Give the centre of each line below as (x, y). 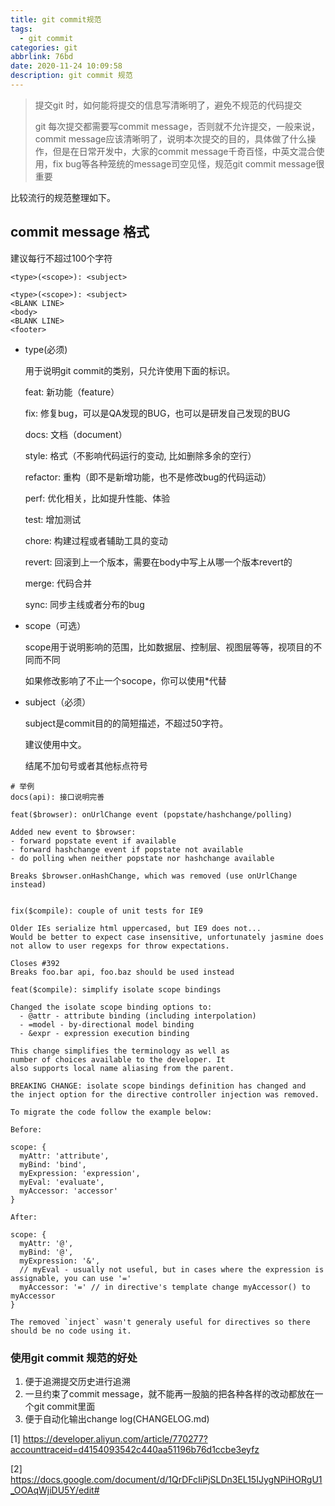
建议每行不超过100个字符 (61, 258)
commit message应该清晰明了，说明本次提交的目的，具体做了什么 (171, 138)
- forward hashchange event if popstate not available (127, 849)
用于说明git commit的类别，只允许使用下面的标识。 (130, 370)
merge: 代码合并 (58, 583)
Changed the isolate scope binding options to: (111, 1007)
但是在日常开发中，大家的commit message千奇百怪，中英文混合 (184, 151)
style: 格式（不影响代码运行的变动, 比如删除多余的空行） (140, 455)
